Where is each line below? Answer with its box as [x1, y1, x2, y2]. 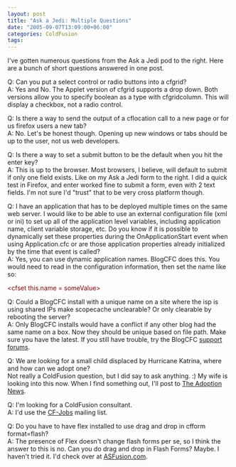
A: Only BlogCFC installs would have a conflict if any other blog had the [7, 321, 217, 329]
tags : [7, 37, 23, 44]
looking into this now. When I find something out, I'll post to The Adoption [7, 380, 222, 388]
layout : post [7, 10, 46, 18]
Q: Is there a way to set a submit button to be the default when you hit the [7, 151, 223, 159]
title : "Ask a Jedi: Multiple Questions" [7, 17, 132, 24]
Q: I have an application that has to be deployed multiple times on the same [7, 202, 227, 210]
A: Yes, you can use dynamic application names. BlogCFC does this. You [7, 255, 220, 264]
